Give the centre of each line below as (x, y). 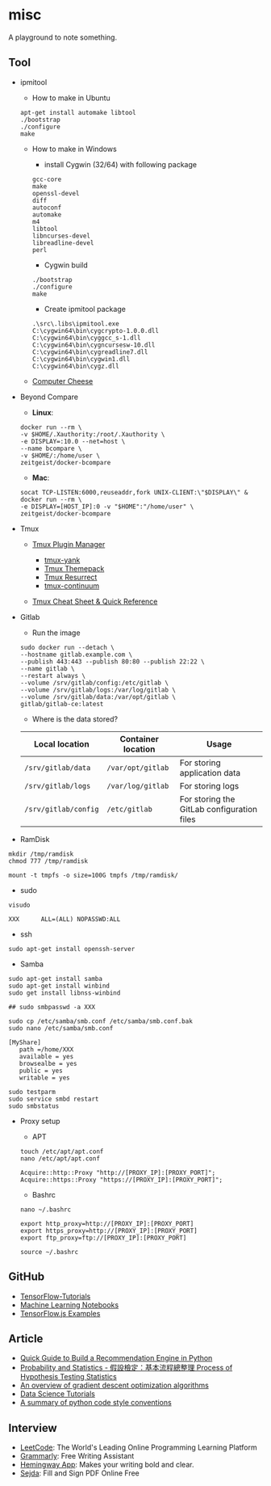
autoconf (47, 208)
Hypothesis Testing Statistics (68, 1377)
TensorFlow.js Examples (60, 1313)
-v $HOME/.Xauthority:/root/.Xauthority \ (92, 434)
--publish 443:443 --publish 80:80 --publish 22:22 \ (112, 661)
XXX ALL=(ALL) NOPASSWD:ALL (65, 919)
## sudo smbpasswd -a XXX (52, 1007)
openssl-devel (56, 193)
